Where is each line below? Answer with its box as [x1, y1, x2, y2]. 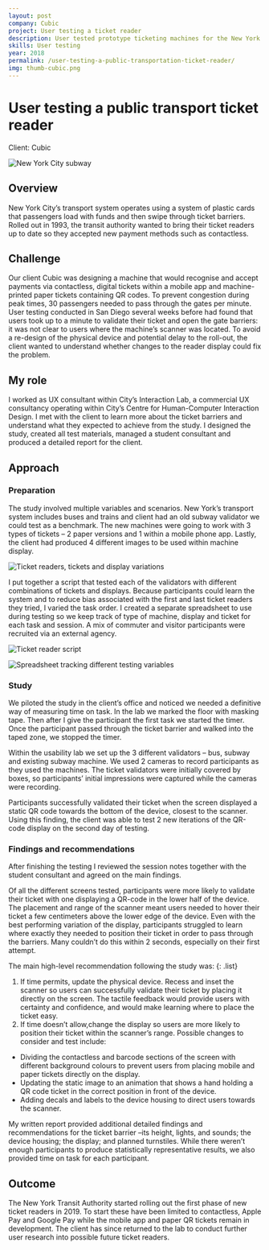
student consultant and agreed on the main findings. [8, 870, 182, 880]
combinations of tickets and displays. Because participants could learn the [8, 585, 255, 596]
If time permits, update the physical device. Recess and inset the [19, 977, 234, 987]
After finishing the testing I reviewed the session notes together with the [8, 862, 247, 872]
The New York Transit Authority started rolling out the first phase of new [8, 1198, 247, 1208]
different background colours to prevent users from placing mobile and [19, 1061, 255, 1071]
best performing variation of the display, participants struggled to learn [8, 920, 243, 930]
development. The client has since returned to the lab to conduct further [8, 1224, 247, 1234]
